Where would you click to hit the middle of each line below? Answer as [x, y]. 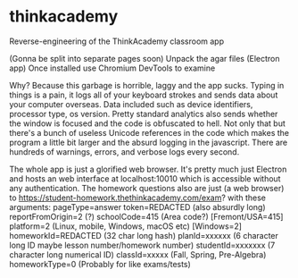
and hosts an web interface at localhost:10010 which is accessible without [145, 178]
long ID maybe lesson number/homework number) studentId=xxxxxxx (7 [142, 245]
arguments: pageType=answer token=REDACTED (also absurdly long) [137, 206]
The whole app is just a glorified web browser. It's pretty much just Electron [148, 169]
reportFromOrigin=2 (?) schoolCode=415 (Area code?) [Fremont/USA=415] [146, 216]
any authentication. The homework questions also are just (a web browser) [147, 188]
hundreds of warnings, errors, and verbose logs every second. [124, 152]
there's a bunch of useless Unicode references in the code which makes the [149, 132]
